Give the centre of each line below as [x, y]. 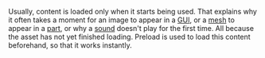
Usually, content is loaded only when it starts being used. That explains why [132, 12]
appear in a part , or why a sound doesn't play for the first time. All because [131, 28]
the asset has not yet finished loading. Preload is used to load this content [129, 37]
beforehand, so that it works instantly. [70, 45]
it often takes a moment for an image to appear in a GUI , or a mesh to [121, 20]
